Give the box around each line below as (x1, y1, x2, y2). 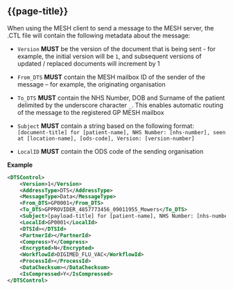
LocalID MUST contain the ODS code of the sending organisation (17, 147, 204, 155)
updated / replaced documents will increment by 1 (17, 59, 161, 68)
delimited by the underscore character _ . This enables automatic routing (17, 100, 224, 109)
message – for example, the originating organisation (17, 80, 166, 89)
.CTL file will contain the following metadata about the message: (7, 31, 191, 39)
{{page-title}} (7, 6, 69, 17)
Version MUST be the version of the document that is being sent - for (17, 44, 216, 53)
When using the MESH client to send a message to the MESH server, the (7, 24, 214, 32)
